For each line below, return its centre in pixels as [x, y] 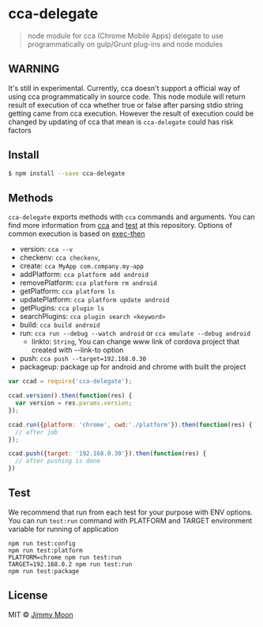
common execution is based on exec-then [77, 234]
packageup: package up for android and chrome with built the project [133, 367]
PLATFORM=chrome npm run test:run [65, 557]
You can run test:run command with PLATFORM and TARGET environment [130, 520]
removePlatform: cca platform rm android [88, 283]
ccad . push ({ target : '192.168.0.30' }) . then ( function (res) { [107, 454]
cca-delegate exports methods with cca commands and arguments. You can [131, 217]
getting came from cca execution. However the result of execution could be [131, 113]
